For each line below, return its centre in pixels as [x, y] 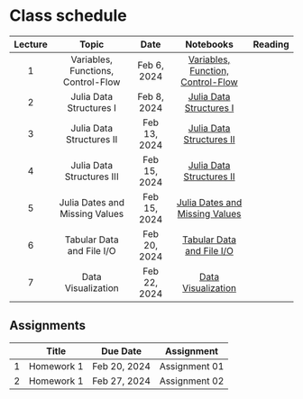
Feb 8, [151, 96]
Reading [271, 44]
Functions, [92, 70]
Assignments [48, 326]
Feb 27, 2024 [122, 381]
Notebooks [209, 44]
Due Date [121, 350]
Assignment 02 [192, 381]
